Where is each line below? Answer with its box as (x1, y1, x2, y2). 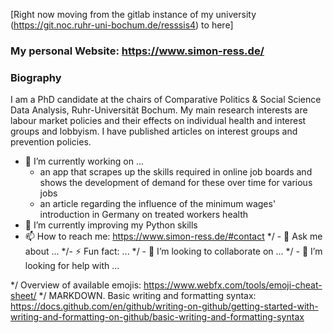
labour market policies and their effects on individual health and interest (10, 115, 307, 127)
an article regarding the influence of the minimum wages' (39, 198, 277, 210)
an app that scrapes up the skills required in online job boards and (39, 166, 313, 178)
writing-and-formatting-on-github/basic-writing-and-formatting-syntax (10, 311, 305, 323)
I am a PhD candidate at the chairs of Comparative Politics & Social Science (10, 94, 322, 106)
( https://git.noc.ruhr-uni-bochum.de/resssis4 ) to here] (10, 19, 234, 31)
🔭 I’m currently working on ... (24, 155, 144, 168)
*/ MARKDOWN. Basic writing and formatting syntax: (38, 290, 257, 302)
